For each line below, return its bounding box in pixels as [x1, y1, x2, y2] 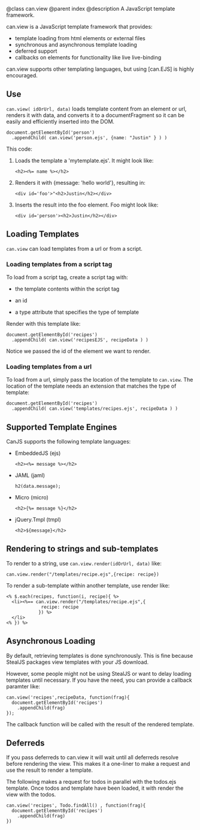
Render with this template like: [6, 320, 81, 327]
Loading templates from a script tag [6, 260, 113, 268]
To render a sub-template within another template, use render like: [6, 582, 170, 589]
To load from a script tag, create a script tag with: [6, 273, 129, 281]
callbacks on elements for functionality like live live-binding [14, 54, 162, 61]
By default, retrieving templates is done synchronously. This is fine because [6, 652, 193, 659]
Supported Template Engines [6, 422, 117, 432]
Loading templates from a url [6, 362, 92, 371]
